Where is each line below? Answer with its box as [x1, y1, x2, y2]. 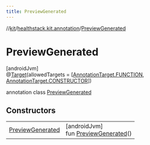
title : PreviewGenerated [6, 8, 67, 15]
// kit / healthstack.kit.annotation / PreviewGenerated [6, 25, 126, 32]
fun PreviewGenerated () [65, 130, 132, 138]
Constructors [6, 105, 56, 115]
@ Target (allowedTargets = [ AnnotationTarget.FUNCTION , [6, 71, 144, 78]
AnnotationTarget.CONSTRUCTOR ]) [6, 77, 92, 84]
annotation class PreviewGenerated [6, 89, 92, 96]
